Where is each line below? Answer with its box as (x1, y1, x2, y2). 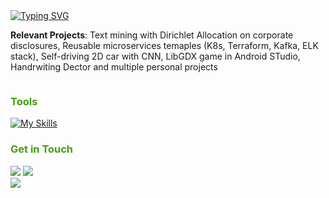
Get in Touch (10, 142, 74, 156)
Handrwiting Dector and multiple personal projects (10, 61, 218, 73)
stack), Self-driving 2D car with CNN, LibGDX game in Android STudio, (10, 50, 301, 62)
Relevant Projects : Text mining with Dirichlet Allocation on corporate (10, 29, 294, 41)
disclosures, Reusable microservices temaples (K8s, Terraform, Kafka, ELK (10, 40, 319, 51)
